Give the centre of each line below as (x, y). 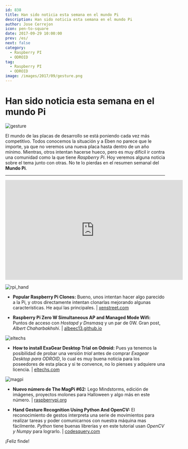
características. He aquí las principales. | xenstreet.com (71, 307)
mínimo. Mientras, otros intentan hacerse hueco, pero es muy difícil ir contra (85, 152)
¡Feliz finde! (17, 441)
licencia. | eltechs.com (36, 369)
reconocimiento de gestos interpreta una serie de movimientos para (83, 415)
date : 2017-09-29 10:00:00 (34, 33)
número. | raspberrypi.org (40, 400)
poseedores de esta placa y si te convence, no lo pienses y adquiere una (89, 364)
